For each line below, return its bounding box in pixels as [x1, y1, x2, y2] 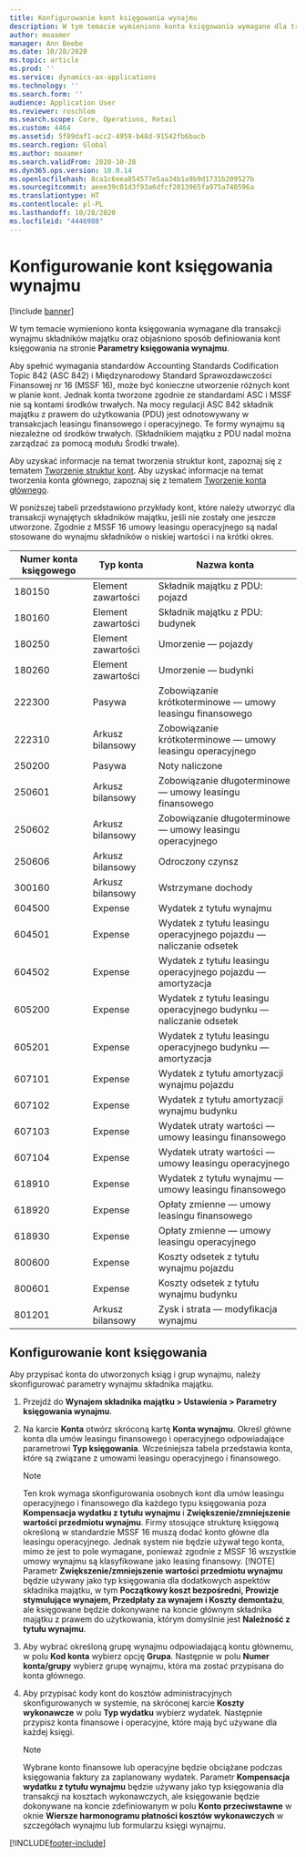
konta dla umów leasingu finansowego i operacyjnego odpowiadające [22, 1433, 285, 1444]
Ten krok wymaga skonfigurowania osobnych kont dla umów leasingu [22, 1488, 284, 1499]
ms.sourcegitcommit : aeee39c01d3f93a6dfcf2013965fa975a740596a [9, 183, 255, 192]
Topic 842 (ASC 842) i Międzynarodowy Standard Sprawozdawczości [9, 370, 272, 381]
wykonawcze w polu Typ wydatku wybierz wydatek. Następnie [22, 1708, 263, 1718]
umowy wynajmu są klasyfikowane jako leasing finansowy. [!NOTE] [22, 1555, 276, 1567]
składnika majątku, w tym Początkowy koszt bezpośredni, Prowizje [22, 1585, 280, 1595]
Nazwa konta [195, 558, 255, 570]
